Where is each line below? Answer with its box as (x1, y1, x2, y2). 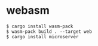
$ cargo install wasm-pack (6, 23, 73, 29)
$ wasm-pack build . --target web (6, 28, 93, 35)
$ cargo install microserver (6, 33, 79, 39)
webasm (6, 4, 50, 17)
